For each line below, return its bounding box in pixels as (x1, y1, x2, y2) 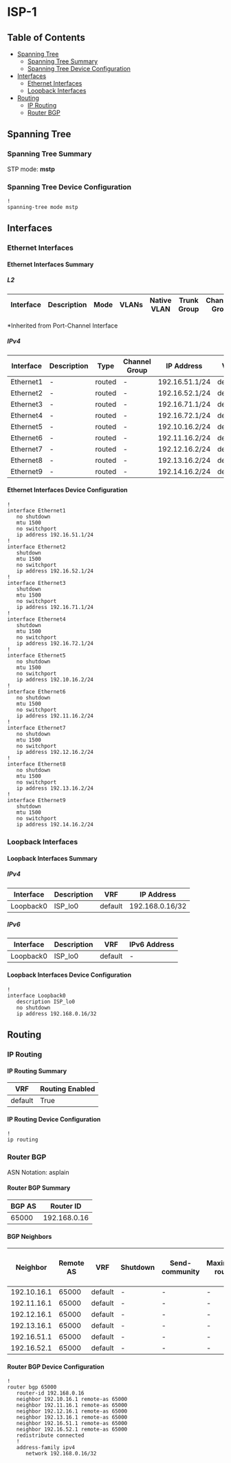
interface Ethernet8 (7, 761, 67, 768)
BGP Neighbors (7, 1232, 52, 1240)
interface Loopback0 (7, 992, 67, 999)
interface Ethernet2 (7, 544, 67, 550)
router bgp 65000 (7, 1384, 57, 1391)
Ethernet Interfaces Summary (7, 260, 94, 268)
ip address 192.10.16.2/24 (16, 677, 94, 684)
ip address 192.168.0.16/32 (16, 1010, 97, 1017)
